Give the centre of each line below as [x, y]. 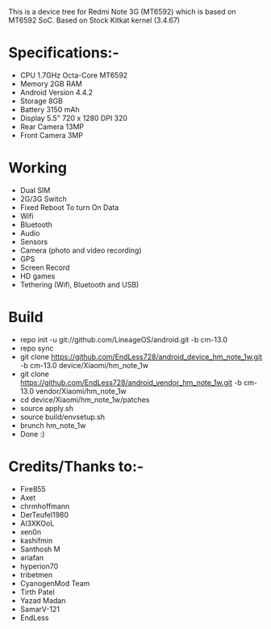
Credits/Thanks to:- [76, 467]
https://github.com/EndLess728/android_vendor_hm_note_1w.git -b [131, 382]
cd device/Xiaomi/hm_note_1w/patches [85, 400]
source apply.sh [47, 408]
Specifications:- [64, 53]
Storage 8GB [41, 101]
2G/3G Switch [43, 199]
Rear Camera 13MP [52, 126]
